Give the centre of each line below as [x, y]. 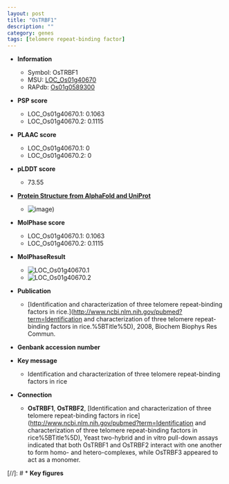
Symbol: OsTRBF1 [53, 73]
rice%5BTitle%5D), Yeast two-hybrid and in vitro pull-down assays [123, 438]
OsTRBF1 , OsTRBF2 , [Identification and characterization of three [119, 409]
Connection [34, 395]
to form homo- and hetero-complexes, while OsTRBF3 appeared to [123, 452]
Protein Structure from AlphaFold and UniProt [84, 196]
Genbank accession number [58, 348]
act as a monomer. [54, 460]
